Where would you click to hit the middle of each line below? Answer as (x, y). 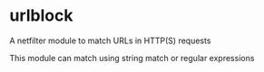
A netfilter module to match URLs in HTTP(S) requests (110, 40)
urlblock (41, 16)
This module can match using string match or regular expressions (132, 58)
